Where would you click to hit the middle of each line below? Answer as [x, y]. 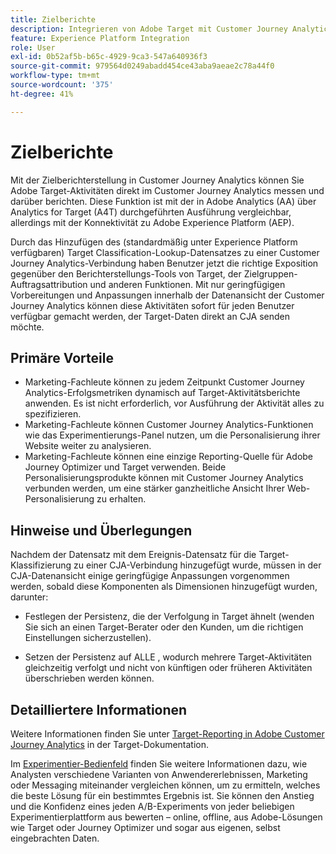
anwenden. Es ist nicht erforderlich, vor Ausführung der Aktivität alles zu [174, 403]
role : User [33, 47]
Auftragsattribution [49, 284]
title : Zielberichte [53, 19]
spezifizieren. [53, 414]
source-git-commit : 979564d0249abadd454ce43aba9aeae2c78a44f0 [142, 66]
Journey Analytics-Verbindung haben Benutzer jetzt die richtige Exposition [164, 263]
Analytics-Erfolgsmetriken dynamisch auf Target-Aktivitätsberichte [162, 393]
